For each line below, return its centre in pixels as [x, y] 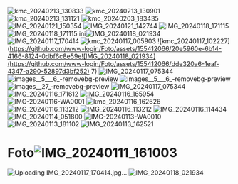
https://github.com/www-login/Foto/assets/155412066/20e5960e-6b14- [116, 49]
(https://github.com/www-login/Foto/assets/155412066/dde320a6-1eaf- [113, 64]
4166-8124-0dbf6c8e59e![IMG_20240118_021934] [82, 56]
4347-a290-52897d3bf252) [49, 71]
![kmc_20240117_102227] [194, 41]
